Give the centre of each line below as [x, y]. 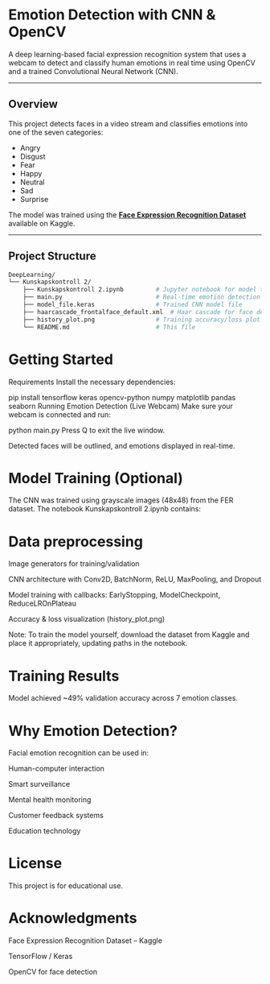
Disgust [33, 156]
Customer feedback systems [56, 816]
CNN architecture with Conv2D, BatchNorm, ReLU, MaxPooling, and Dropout [135, 579]
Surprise [34, 199]
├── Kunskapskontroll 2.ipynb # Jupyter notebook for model [140, 290]
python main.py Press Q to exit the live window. [87, 430]
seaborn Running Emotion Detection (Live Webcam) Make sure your [121, 406]
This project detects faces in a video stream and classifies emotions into [128, 123]
